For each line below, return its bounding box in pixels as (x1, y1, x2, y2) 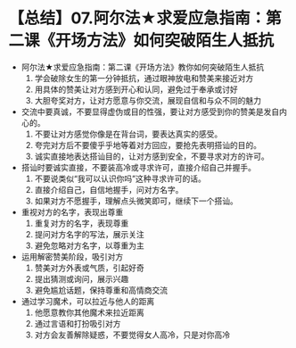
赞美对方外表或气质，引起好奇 (34, 262, 144, 273)
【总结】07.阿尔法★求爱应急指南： (8, 8, 267, 29)
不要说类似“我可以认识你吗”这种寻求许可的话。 (34, 173, 206, 184)
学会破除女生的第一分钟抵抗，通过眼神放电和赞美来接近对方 (34, 72, 254, 83)
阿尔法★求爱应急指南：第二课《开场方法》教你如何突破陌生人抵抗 (21, 62, 265, 72)
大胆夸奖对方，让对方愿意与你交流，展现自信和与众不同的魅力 (34, 95, 262, 105)
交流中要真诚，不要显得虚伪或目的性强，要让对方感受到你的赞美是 (21, 106, 264, 117)
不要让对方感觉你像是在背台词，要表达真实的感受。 (34, 128, 223, 139)
